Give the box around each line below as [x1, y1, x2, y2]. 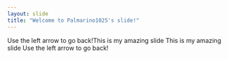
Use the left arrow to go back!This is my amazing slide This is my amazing [7, 36, 222, 44]
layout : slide [7, 10, 49, 18]
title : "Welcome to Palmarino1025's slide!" [7, 17, 140, 24]
